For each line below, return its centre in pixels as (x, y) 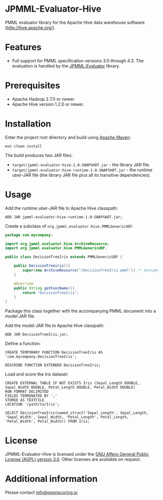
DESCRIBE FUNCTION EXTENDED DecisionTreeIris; (53, 365)
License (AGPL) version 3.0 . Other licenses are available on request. (73, 459)
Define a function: (23, 343)
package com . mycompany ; (29, 235)
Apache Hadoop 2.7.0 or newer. (44, 99)
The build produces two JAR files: (39, 155)
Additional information (51, 479)
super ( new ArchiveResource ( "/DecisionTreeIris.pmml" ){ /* (82, 270)
